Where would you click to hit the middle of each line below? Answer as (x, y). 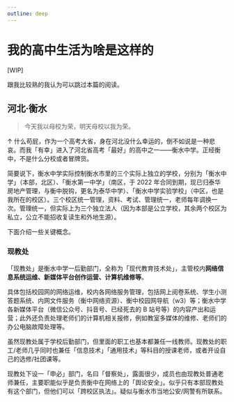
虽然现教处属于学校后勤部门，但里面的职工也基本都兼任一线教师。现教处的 (114, 341)
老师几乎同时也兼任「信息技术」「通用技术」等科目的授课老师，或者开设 (118, 350)
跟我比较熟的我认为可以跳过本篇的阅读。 (65, 84)
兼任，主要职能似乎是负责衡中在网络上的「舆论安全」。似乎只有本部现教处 (118, 382)
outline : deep (28, 14)
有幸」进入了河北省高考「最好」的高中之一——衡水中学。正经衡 (129, 150)
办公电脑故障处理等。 (38, 326)
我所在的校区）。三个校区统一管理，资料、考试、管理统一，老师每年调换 (109, 200)
